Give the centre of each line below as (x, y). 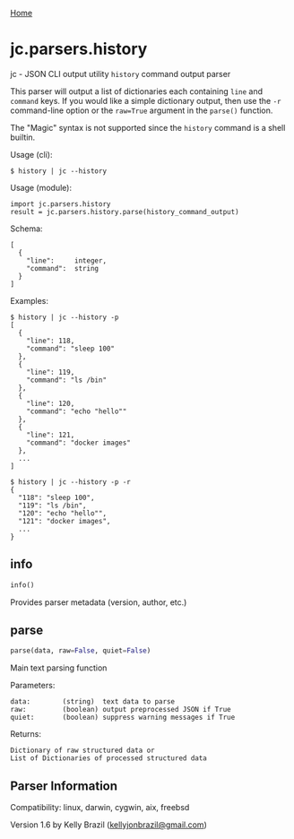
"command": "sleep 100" (71, 349)
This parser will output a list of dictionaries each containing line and (137, 91)
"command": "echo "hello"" (77, 411)
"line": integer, (66, 260)
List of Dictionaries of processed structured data (108, 758)
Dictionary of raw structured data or (82, 751)
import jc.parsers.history (61, 204)
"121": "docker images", (65, 521)
